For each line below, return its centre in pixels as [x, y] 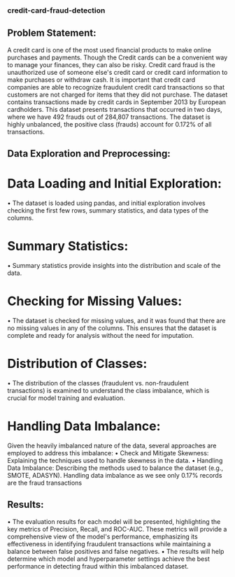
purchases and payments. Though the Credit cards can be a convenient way [117, 57]
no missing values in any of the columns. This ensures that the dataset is [112, 328]
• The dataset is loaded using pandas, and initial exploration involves [106, 203]
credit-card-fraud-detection [56, 10]
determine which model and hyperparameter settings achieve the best [108, 559]
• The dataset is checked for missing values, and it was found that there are [116, 320]
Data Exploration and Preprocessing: [89, 154]
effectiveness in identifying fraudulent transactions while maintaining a [109, 543]
